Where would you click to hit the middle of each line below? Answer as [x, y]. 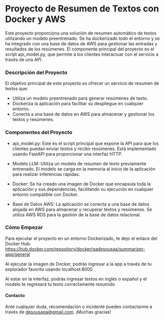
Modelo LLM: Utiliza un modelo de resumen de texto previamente [79, 163]
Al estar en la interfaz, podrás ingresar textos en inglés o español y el [76, 279]
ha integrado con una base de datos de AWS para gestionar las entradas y [81, 43]
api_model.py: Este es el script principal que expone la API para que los [85, 143]
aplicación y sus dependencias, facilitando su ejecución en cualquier [83, 189]
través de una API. [24, 59]
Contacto [15, 296]
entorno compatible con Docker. [45, 194]
